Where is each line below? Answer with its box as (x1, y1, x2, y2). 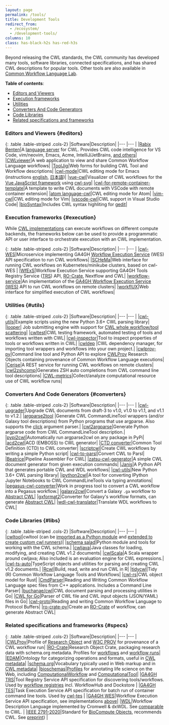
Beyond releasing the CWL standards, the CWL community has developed (5, 54, 159, 60)
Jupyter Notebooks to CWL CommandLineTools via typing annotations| (5, 477, 153, 483)
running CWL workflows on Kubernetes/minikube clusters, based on (5, 262, 147, 269)
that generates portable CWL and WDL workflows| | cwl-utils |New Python (5, 467, 157, 473)
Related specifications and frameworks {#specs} (5, 622, 129, 629)
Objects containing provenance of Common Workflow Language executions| (5, 356, 164, 362)
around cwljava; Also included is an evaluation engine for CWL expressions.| (5, 555, 164, 561)
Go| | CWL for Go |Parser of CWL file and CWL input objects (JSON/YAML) (5, 593, 158, 599)
